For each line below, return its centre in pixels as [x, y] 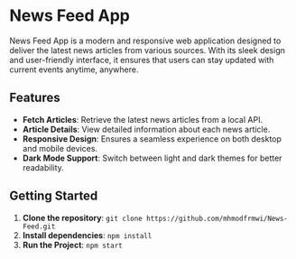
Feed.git [39, 227]
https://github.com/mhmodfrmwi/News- [217, 218]
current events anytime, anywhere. [74, 69]
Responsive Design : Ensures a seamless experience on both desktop [152, 139]
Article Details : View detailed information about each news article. [146, 129]
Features [35, 98]
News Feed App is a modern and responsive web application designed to [145, 41]
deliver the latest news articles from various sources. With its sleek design [148, 50]
